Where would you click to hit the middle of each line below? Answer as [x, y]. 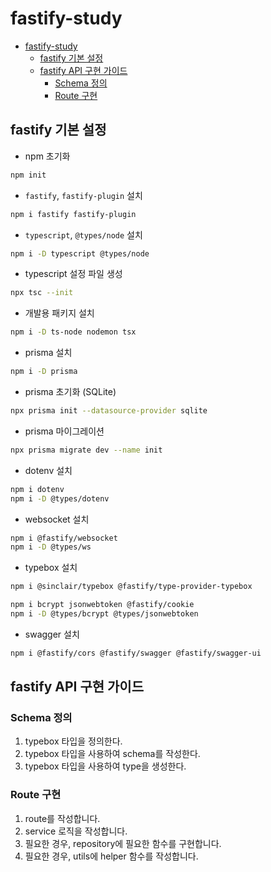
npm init [28, 175]
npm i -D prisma [44, 372]
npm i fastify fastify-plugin [73, 214]
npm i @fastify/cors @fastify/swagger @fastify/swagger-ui [136, 653]
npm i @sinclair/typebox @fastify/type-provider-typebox [131, 587]
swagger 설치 [52, 634]
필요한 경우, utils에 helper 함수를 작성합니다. [111, 856]
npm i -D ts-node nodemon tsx [73, 332]
